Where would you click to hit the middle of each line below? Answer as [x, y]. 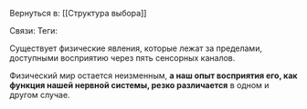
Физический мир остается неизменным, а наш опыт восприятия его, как [153, 75]
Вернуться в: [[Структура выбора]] [78, 13]
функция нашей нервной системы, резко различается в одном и [139, 85]
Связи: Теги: [33, 30]
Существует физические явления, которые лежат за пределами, [136, 48]
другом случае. [40, 95]
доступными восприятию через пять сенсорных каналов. [122, 58]
